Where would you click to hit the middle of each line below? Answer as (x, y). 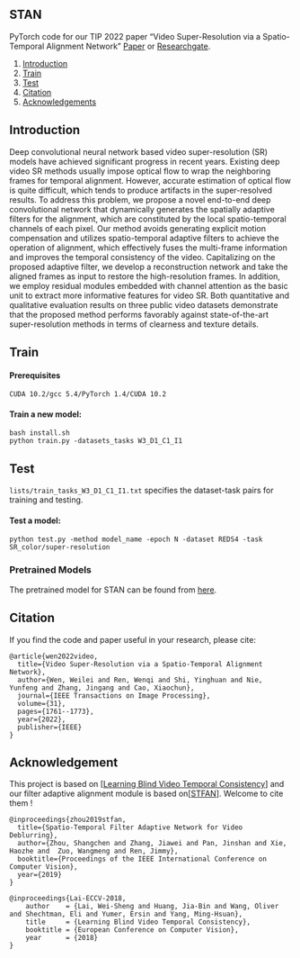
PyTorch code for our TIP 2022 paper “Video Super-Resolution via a (135, 36)
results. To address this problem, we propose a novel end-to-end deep (140, 199)
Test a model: (35, 520)
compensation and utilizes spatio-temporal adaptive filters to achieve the (145, 238)
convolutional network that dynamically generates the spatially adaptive (142, 209)
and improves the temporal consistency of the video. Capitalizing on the (142, 257)
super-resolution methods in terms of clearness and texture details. (134, 324)
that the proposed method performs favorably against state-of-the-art (139, 314)
